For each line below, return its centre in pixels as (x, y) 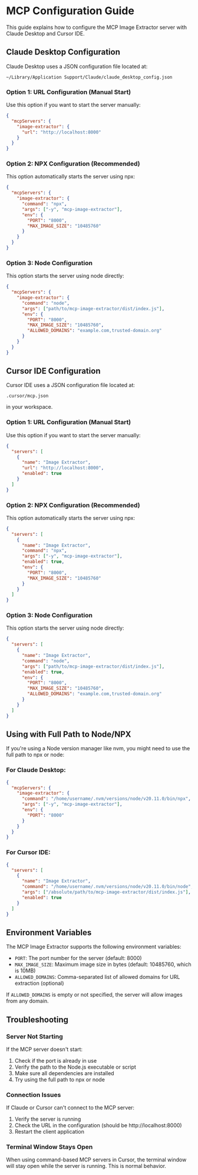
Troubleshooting (37, 1019)
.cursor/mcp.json (27, 396)
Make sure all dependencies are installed (64, 1073)
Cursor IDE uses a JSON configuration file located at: (71, 385)
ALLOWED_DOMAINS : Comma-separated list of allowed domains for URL (97, 977)
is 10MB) (25, 971)
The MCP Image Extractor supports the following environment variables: (94, 947)
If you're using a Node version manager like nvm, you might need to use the (98, 748)
